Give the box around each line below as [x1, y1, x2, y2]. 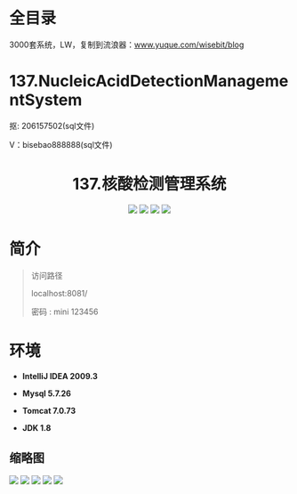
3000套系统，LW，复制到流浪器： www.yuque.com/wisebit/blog [9, 39, 245, 50]
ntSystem [9, 90, 83, 110]
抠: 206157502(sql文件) [9, 120, 95, 131]
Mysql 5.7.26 [21, 388, 71, 399]
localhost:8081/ [30, 287, 88, 298]
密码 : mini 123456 [30, 306, 99, 317]
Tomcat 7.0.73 [21, 405, 76, 416]
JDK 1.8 [21, 422, 52, 433]
